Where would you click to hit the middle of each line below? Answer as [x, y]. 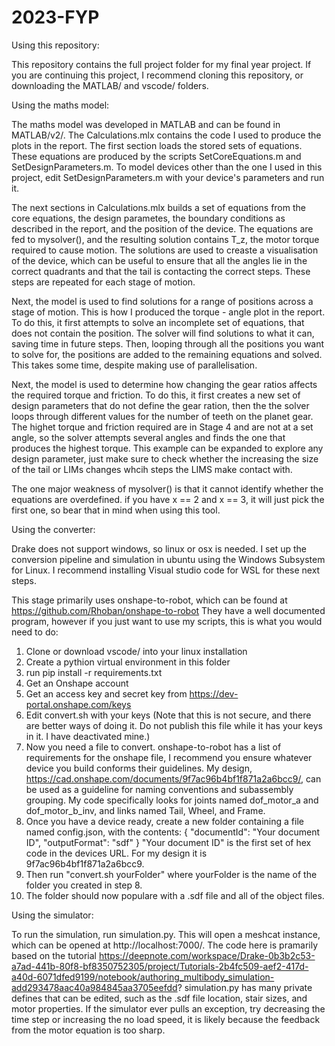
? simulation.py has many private [245, 987]
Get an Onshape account [77, 683]
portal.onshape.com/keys [78, 704]
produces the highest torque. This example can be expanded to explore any [167, 448]
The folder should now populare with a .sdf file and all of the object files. [175, 895]
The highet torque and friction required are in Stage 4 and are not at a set [162, 427]
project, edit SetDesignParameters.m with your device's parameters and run [168, 177]
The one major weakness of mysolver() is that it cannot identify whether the [167, 488]
